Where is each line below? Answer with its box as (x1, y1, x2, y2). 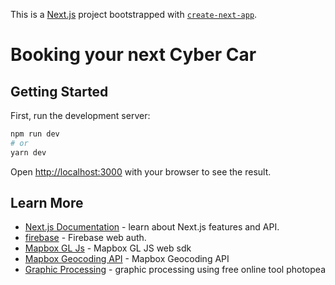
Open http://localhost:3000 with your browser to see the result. (10, 165, 272, 178)
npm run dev (10, 129, 60, 139)
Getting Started (10, 83, 109, 100)
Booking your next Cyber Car (10, 44, 257, 66)
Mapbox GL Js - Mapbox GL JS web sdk (24, 242, 192, 254)
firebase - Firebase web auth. (24, 232, 147, 244)
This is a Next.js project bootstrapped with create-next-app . (10, 9, 258, 20)
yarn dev (10, 147, 47, 158)
